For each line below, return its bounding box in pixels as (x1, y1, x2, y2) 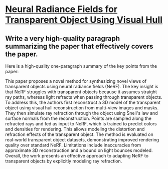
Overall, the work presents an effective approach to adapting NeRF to (5, 153, 149, 158)
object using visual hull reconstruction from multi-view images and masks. (5, 105, 159, 111)
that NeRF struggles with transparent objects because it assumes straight (5, 89, 157, 95)
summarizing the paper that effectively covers (5, 42, 153, 51)
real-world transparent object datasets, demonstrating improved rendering (5, 137, 159, 142)
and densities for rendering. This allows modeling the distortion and (5, 126, 145, 132)
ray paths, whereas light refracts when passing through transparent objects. (5, 94, 162, 100)
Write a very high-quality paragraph (5, 34, 120, 43)
